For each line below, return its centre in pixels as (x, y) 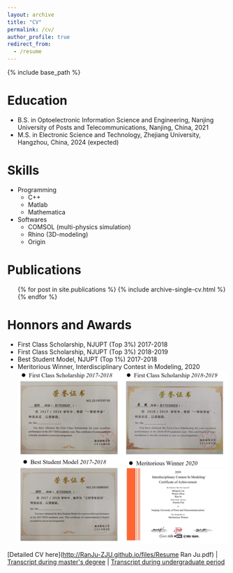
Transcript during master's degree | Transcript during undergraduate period (116, 562)
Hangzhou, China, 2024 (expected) (68, 142)
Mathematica (47, 212)
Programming (37, 189)
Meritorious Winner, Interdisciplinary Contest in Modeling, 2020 (108, 366)
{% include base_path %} (44, 72)
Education (37, 101)
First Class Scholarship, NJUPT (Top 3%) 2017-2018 (92, 344)
